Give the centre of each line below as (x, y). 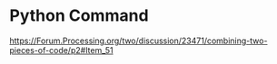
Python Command (79, 16)
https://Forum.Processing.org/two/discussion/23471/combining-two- (138, 41)
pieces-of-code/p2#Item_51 (61, 50)
